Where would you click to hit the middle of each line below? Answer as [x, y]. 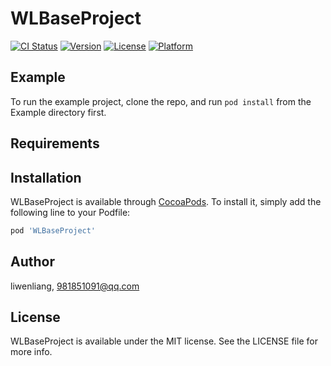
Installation [46, 177]
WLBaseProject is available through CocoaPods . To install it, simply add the [166, 201]
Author [32, 262]
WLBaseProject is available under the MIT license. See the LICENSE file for [164, 341]
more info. [31, 352]
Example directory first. [58, 112]
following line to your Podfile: [70, 212]
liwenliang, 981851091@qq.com [75, 286]
